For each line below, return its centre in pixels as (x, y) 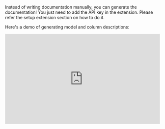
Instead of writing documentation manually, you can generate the (71, 7)
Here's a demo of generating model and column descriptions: (67, 27)
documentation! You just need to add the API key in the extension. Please (79, 12)
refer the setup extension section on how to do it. (55, 17)
